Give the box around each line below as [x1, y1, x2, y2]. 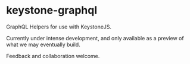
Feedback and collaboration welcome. [6, 52, 100, 59]
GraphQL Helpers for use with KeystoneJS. [6, 23, 112, 30]
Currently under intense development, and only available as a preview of [6, 34, 184, 41]
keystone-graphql [6, 4, 97, 17]
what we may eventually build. [6, 41, 80, 48]
